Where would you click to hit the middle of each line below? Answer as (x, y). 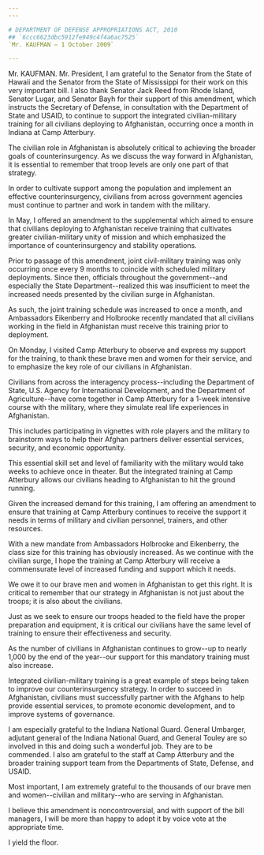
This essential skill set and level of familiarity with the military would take (126, 463)
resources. (26, 529)
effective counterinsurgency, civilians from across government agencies (125, 197)
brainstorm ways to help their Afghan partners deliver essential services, (126, 440)
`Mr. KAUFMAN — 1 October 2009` (61, 44)
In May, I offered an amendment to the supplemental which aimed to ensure (131, 220)
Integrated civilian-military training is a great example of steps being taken (129, 681)
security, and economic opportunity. (67, 448)
